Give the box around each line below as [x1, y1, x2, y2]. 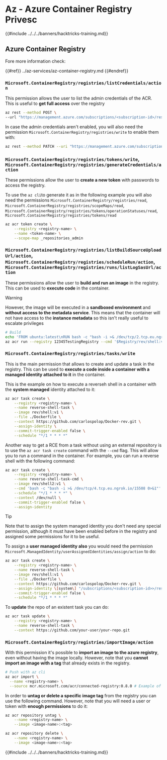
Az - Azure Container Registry [5, 3, 133, 15]
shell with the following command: [5, 458, 76, 464]
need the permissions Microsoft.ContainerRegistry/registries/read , [5, 197, 148, 203]
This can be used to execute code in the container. [5, 285, 110, 291]
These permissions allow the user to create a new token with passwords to [5, 177, 160, 183]
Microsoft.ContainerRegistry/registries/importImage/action [5, 639, 154, 645]
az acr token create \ [5, 221, 52, 227]
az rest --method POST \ [5, 110, 57, 115]
